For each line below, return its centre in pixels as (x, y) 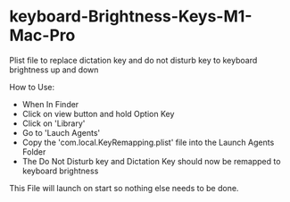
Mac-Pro (42, 35)
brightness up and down (54, 70)
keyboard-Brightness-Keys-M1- (131, 17)
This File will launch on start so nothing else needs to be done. (124, 188)
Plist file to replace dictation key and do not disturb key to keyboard (133, 60)
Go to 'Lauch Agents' (61, 132)
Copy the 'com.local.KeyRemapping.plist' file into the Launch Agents (148, 142)
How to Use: (32, 87)
